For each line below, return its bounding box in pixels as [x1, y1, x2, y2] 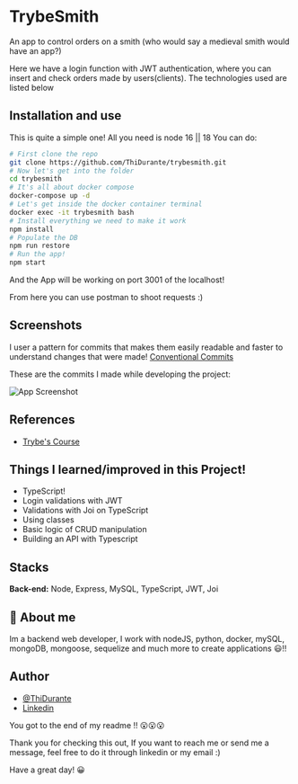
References [9, 412, 75, 428]
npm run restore [9, 241, 70, 251]
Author [9, 669, 49, 684]
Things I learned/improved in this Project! [9, 462, 247, 477]
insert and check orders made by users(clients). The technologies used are [9, 72, 287, 83]
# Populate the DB [9, 233, 78, 242]
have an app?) [9, 45, 62, 56]
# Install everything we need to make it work [9, 216, 187, 226]
